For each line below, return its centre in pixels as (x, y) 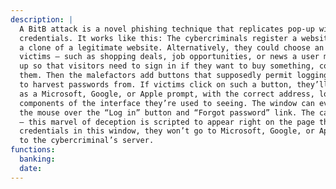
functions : (33, 150)
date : (31, 168)
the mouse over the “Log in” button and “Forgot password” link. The (167, 112)
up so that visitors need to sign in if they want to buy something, (167, 66)
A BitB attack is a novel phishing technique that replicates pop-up (167, 29)
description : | (42, 19)
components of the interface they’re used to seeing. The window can (167, 103)
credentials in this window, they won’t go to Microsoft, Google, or (167, 131)
